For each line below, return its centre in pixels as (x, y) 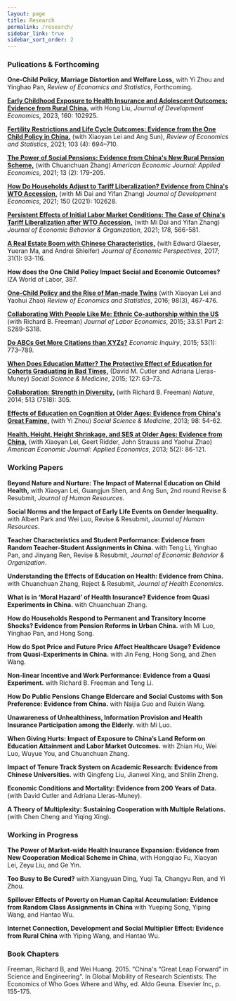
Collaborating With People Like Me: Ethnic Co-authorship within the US (113, 314)
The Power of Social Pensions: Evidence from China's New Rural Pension (116, 158)
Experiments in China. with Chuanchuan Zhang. (77, 604)
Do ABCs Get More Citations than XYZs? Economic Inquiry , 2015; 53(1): (112, 343)
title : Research (31, 20)
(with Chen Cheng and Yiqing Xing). (59, 816)
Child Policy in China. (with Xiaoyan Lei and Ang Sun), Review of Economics (118, 137)
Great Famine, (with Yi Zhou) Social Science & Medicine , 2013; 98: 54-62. (115, 421)
